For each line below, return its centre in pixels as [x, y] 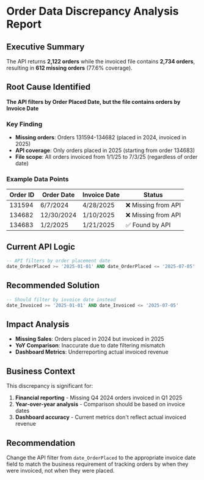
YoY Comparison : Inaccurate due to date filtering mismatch [90, 346]
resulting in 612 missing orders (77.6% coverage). [69, 68]
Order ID [22, 195]
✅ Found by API [148, 225]
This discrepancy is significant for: [50, 386]
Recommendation [41, 443]
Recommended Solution [53, 285]
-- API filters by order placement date [59, 261]
